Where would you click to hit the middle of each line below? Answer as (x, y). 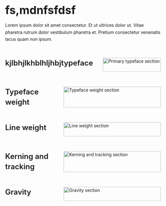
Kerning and (27, 156)
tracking (20, 167)
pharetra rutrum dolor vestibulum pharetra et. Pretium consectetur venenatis (83, 32)
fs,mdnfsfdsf (41, 10)
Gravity (18, 192)
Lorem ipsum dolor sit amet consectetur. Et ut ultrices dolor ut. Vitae (75, 25)
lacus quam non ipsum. (29, 39)
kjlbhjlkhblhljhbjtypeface (49, 63)
